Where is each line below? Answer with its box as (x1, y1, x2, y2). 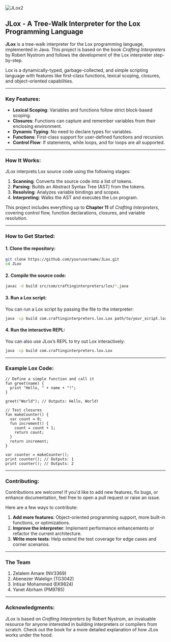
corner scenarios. (12, 541, 50, 547)
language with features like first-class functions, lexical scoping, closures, (5, 72, 161, 78)
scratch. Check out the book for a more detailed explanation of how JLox (5, 626, 159, 632)
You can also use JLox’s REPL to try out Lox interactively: (5, 338, 125, 344)
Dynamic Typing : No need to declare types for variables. (12, 129, 133, 135)
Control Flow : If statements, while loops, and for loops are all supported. (12, 139, 165, 146)
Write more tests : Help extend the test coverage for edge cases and (12, 536, 157, 542)
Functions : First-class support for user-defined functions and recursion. (12, 134, 164, 140)
